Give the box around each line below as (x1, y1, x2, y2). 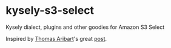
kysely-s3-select (5, 4, 95, 17)
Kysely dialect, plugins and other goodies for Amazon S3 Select (5, 23, 165, 31)
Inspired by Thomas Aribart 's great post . (5, 35, 107, 42)
